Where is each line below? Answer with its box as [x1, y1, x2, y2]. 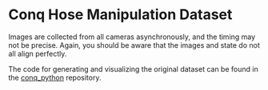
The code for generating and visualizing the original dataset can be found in [8, 64, 258, 73]
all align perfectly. [8, 49, 67, 58]
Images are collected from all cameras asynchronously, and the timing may [8, 32, 256, 41]
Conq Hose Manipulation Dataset [8, 6, 233, 24]
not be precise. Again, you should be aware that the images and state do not [8, 40, 260, 49]
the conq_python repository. [8, 72, 102, 82]
